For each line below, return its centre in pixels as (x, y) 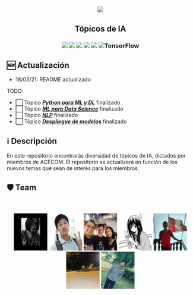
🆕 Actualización (38, 65)
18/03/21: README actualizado (53, 80)
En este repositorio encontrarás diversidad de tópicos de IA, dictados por (96, 155)
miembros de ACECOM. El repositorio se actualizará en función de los (92, 162)
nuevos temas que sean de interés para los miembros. (73, 168)
